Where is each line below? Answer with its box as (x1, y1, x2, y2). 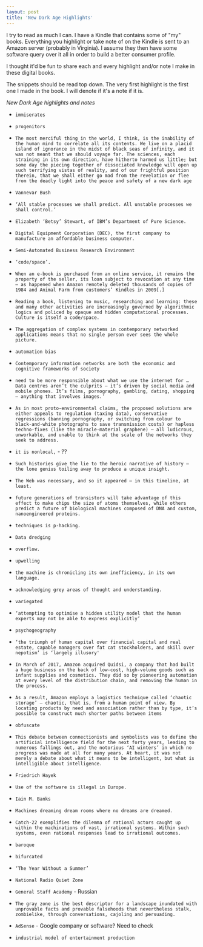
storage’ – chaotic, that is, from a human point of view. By (15, 700, 176, 706)
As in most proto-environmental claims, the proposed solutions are (15, 405, 192, 411)
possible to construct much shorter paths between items (15, 710, 162, 717)
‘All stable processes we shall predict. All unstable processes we (15, 201, 192, 207)
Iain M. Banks (15, 796, 51, 802)
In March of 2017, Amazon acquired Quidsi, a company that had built (15, 662, 195, 668)
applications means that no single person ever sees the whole (15, 332, 179, 338)
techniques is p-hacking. (15, 522, 81, 528)
